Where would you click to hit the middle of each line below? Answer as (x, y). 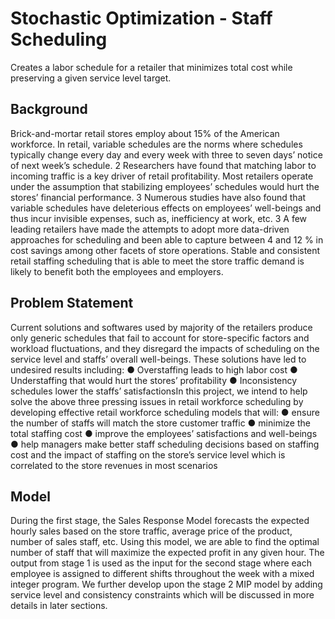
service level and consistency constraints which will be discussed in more (162, 595)
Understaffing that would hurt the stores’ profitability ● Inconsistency (154, 380)
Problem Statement (72, 303)
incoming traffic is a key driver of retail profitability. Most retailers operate (162, 176)
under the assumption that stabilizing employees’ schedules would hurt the (165, 186)
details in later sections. (59, 606)
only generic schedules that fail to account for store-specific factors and (160, 338)
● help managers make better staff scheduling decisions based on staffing (165, 444)
